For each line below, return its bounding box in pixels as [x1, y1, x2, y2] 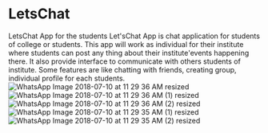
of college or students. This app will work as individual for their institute [8, 39, 244, 49]
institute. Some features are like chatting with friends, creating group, [8, 65, 238, 74]
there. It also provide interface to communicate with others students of [8, 57, 242, 66]
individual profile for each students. [8, 73, 126, 83]
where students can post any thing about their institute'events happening [8, 48, 250, 57]
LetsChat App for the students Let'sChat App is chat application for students [8, 31, 260, 41]
